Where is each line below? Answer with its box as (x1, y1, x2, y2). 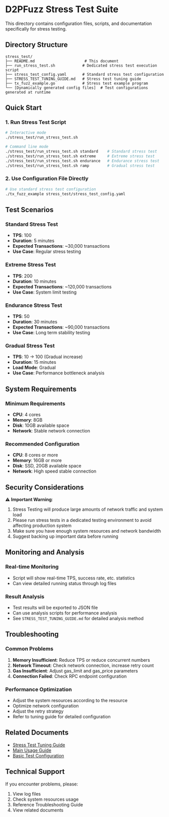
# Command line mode (5, 144, 49, 150)
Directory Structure (5, 41, 68, 49)
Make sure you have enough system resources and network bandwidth (12, 528, 161, 534)
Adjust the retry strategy (12, 708, 64, 714)
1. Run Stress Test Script (5, 119, 67, 126)
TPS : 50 (12, 313, 30, 319)
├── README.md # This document (5, 59, 119, 64)
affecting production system (12, 522, 72, 529)
